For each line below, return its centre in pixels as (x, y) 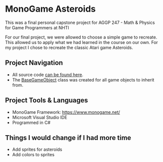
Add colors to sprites (33, 155)
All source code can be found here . (48, 75)
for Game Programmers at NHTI (37, 27)
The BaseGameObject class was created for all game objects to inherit (83, 80)
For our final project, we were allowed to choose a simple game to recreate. (81, 37)
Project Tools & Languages (47, 100)
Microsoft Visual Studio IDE (40, 117)
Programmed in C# (31, 122)
